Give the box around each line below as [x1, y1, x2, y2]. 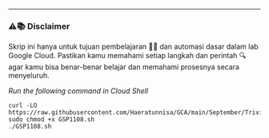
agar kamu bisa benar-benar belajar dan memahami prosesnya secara [8, 62, 240, 72]
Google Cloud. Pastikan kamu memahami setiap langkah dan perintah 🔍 [8, 51, 247, 61]
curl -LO [8, 101, 38, 110]
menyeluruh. [8, 71, 50, 81]
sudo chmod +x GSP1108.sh [8, 116, 94, 124]
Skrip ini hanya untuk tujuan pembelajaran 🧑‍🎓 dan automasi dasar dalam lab [8, 41, 259, 52]
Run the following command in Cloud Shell [8, 86, 149, 96]
